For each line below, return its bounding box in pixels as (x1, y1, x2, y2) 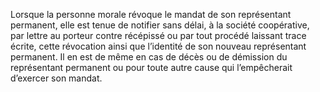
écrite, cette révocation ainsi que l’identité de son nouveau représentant (10, 40, 307, 52)
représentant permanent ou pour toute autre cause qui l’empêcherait (10, 62, 293, 73)
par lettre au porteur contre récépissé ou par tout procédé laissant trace (10, 30, 307, 41)
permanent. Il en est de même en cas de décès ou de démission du (10, 51, 288, 63)
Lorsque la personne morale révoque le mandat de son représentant (10, 9, 292, 20)
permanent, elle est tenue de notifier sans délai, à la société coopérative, (10, 19, 310, 31)
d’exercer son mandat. (10, 72, 103, 84)
